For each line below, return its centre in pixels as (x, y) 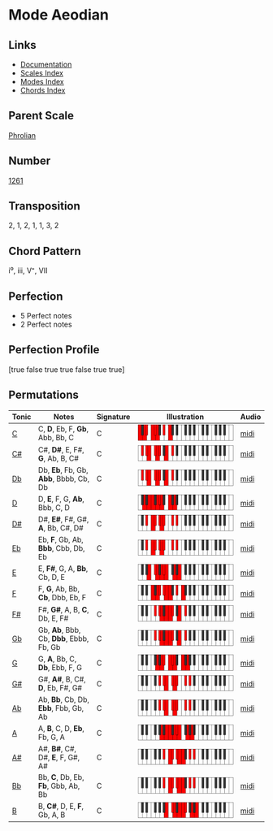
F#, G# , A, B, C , (63, 610)
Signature (113, 417)
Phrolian (22, 135)
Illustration (185, 417)
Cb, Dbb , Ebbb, (63, 638)
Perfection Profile (54, 350)
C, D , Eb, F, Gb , (63, 429)
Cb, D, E (51, 577)
